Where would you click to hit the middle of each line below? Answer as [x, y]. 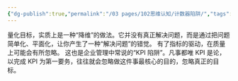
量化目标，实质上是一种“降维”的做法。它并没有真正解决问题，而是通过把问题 [119, 35]
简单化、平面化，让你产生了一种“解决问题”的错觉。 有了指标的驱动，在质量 [117, 44]
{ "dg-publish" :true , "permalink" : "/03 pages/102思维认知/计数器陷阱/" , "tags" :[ [121, 14]
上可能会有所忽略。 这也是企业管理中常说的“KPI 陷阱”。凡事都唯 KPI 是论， [117, 52]
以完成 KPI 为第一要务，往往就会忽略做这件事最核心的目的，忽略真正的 [110, 61]
